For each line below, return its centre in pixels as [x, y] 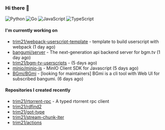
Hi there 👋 [17, 8]
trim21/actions [27, 122]
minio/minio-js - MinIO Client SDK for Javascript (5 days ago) [75, 68]
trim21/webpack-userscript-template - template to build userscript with [85, 41]
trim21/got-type [28, 111]
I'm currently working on [31, 30]
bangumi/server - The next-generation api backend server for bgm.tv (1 [86, 52]
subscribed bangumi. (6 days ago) [48, 78]
